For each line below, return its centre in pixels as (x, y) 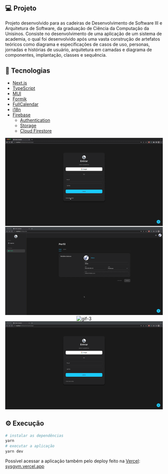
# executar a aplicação (30, 446)
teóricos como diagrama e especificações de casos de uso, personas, (77, 44)
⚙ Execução (24, 424)
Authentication (35, 120)
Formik (19, 99)
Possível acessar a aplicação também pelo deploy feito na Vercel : (73, 461)
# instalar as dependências (34, 435)
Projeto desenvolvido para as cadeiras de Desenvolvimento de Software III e (84, 23)
